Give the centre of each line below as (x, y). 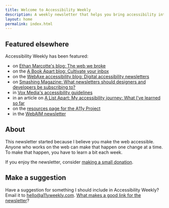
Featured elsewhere (37, 44)
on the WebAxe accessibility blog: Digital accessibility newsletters (81, 77)
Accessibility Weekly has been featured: (47, 56)
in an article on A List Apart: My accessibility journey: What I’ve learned (87, 98)
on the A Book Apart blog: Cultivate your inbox (61, 71)
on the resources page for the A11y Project (56, 109)
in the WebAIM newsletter (39, 114)
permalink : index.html (29, 24)
